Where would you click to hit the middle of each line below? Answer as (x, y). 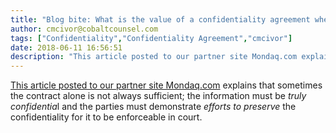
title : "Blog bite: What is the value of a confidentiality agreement (160, 19)
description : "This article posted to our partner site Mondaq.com (154, 57)
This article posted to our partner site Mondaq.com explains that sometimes (166, 85)
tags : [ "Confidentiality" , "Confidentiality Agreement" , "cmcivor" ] (151, 38)
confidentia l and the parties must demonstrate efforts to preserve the (153, 107)
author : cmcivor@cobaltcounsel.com (84, 29)
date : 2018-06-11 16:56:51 (66, 47)
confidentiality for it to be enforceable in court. (106, 117)
